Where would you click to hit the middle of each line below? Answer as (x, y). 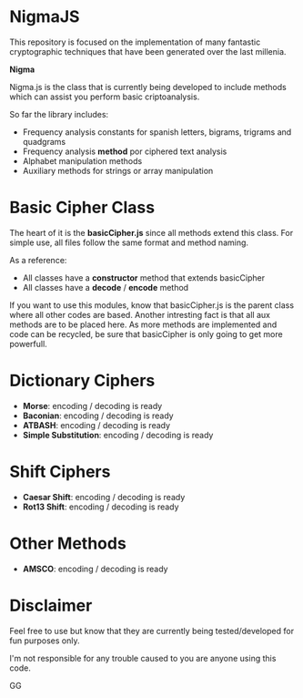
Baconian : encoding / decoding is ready (98, 416)
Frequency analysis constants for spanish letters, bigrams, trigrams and (157, 132)
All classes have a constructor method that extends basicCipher (144, 277)
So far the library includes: (59, 114)
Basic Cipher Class (82, 208)
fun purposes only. (45, 641)
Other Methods (68, 543)
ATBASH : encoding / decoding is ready (96, 425)
